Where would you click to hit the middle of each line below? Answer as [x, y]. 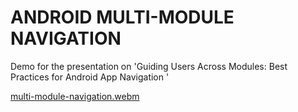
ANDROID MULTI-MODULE [122, 17]
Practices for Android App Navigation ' [90, 77]
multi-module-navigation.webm [75, 96]
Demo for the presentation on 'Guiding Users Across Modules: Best [149, 66]
